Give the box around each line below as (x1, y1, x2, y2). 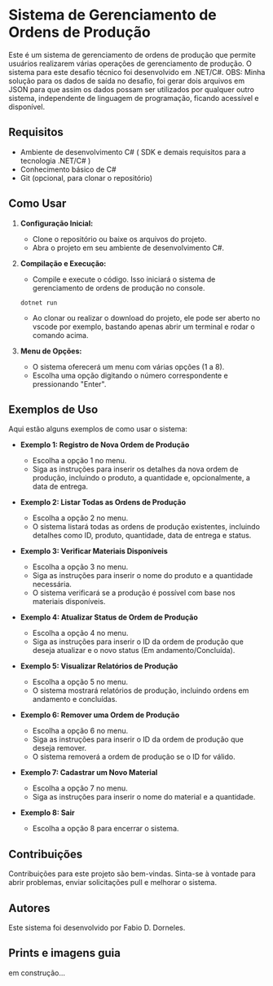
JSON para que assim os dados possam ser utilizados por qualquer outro (8, 84, 255, 94)
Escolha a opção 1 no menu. (32, 456, 127, 466)
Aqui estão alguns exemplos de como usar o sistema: (8, 424, 187, 434)
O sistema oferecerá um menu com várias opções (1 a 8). (32, 362, 225, 371)
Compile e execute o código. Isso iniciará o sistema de (32, 274, 216, 284)
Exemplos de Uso (8, 402, 99, 416)
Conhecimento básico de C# (20, 164, 117, 174)
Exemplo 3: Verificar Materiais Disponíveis (20, 546, 169, 556)
